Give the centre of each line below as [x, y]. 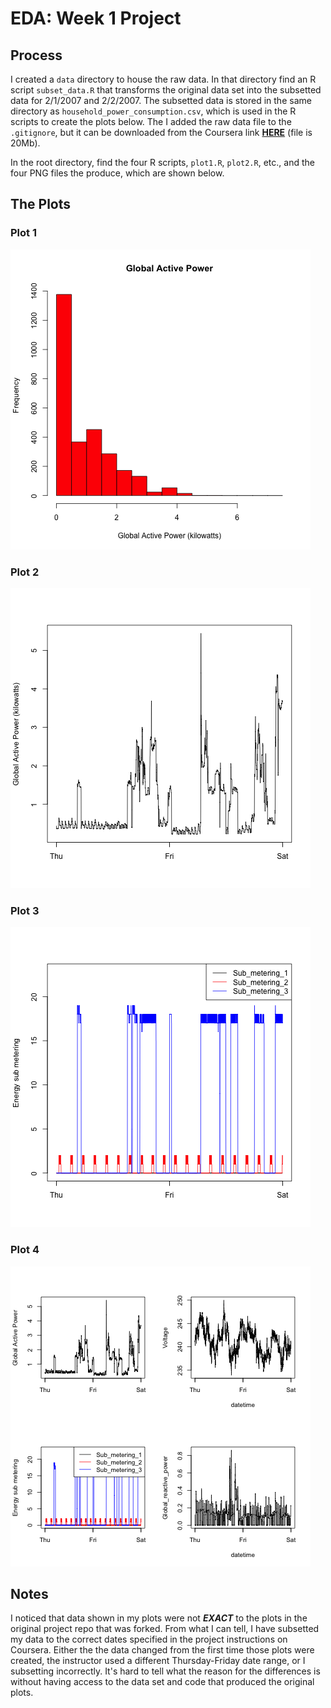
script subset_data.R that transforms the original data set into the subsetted [166, 90]
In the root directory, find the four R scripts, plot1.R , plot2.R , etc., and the [162, 162]
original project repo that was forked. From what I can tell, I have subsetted [165, 1629]
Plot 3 [25, 910]
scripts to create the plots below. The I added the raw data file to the [151, 121]
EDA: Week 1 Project [96, 18]
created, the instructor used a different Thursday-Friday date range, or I [158, 1661]
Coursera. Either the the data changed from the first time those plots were [162, 1650]
